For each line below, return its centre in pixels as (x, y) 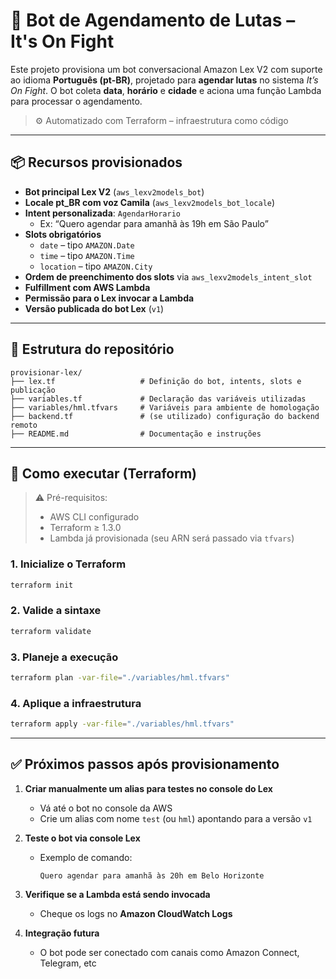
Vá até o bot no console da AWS (106, 808)
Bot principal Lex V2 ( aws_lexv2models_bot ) (114, 191)
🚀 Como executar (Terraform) (104, 473)
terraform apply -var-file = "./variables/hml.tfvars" (122, 724)
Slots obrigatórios (63, 234)
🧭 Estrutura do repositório (92, 349)
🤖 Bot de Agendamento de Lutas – (153, 20)
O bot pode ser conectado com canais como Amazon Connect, (169, 952)
